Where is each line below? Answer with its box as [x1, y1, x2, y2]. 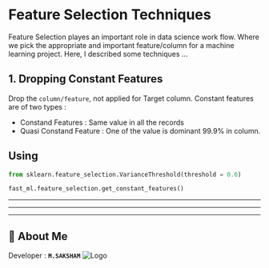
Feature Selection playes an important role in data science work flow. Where [8, 32, 260, 42]
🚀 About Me [8, 230, 68, 243]
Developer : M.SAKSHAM [8, 250, 81, 261]
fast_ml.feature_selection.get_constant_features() [8, 185, 184, 193]
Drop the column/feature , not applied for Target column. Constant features [8, 94, 254, 103]
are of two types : [8, 102, 66, 111]
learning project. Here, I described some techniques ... [8, 49, 188, 58]
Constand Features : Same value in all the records [19, 118, 184, 127]
